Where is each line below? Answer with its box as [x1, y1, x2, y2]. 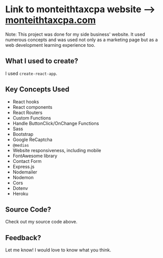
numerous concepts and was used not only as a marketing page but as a [5, 37, 158, 43]
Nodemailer [12, 169, 37, 175]
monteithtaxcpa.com [5, 14, 96, 26]
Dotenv [12, 185, 28, 191]
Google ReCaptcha [12, 136, 52, 142]
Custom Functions [12, 114, 51, 121]
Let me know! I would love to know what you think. [5, 247, 111, 253]
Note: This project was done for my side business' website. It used [5, 31, 145, 37]
